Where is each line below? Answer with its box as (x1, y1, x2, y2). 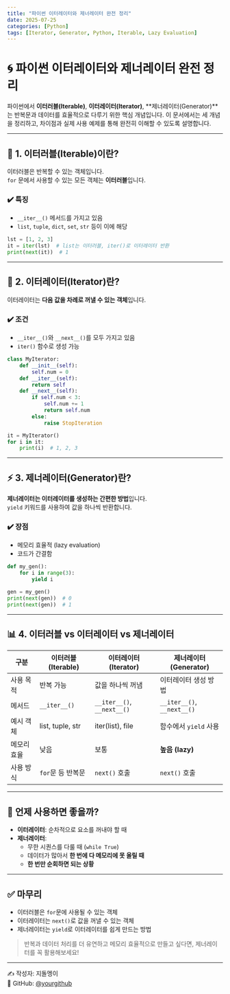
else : (31, 413, 48, 420)
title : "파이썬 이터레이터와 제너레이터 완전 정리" (7, 10, 132, 17)
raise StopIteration (43, 420, 103, 427)
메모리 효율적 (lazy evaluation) (16, 541, 101, 550)
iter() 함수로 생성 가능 (16, 342, 80, 350)
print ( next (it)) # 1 (7, 249, 69, 256)
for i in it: (7, 438, 44, 445)
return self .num (43, 407, 90, 414)
